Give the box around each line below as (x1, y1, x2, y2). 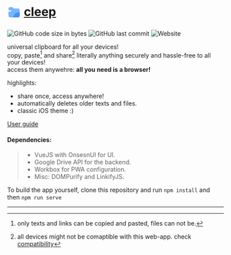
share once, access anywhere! (16, 92, 104, 100)
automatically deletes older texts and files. (16, 99, 137, 108)
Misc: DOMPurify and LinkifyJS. (34, 173, 124, 181)
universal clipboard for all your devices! (7, 42, 119, 51)
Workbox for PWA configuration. (34, 165, 126, 173)
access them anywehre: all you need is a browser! (7, 66, 151, 74)
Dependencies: (7, 135, 52, 144)
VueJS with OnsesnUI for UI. (34, 151, 115, 159)
